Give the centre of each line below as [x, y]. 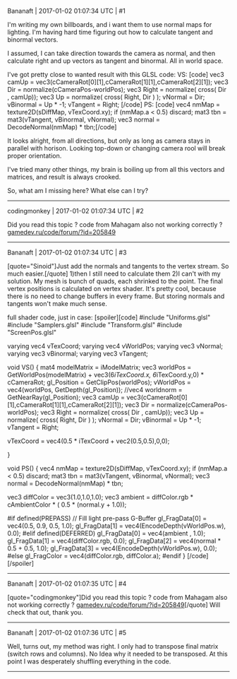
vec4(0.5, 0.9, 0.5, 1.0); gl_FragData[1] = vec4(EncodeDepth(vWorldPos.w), [117, 526]
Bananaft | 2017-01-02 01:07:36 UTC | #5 [67, 633]
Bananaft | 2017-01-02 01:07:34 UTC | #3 [67, 252]
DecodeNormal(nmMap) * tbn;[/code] [62, 127]
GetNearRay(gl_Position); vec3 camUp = [66, 397]
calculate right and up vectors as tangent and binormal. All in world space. [115, 61]
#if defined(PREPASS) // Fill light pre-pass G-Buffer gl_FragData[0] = [107, 518]
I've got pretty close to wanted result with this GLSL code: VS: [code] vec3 [116, 75]
